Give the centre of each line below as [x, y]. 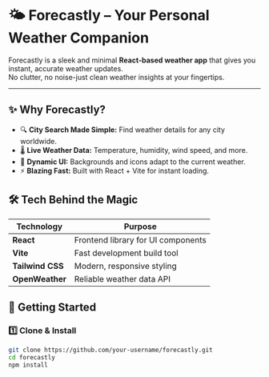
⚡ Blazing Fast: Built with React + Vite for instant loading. [114, 170]
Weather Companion [79, 38]
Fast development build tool [126, 253]
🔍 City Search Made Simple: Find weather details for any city [122, 130]
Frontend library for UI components [140, 239]
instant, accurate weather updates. [66, 68]
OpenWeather [39, 279]
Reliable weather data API [122, 279]
